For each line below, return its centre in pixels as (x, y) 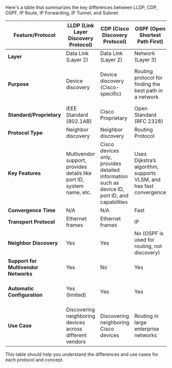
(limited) (76, 295)
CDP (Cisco (115, 29)
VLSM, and (147, 180)
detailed (110, 170)
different (76, 335)
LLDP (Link (81, 25)
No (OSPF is (149, 233)
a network (146, 97)
